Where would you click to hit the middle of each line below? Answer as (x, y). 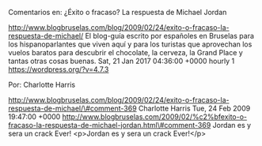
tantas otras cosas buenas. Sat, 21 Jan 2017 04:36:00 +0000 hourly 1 (122, 61)
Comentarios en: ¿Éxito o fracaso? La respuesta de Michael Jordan (118, 12)
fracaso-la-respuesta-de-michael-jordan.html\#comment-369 (110, 125)
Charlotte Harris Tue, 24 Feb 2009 (194, 108)
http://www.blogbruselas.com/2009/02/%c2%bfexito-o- (155, 117)
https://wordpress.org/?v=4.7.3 (59, 69)
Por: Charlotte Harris (42, 84)
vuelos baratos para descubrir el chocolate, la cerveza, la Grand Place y (125, 52)
